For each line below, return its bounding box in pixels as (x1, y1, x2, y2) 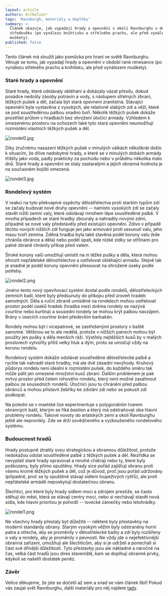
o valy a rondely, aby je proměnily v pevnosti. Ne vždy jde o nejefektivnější (5, 534, 159, 540)
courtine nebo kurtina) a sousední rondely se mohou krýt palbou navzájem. (5, 309, 160, 315)
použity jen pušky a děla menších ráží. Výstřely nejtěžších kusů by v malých (5, 334, 162, 341)
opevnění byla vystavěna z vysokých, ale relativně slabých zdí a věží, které (5, 104, 159, 110)
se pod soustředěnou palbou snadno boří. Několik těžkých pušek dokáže (5, 110, 156, 116)
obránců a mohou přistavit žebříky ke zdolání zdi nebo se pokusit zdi (5, 387, 147, 393)
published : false (5, 40, 41, 45)
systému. (5, 423, 24, 429)
